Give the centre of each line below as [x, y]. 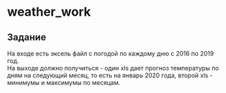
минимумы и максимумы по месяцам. [64, 82]
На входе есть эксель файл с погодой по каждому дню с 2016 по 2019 [111, 53]
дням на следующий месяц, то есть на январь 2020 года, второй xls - [110, 75]
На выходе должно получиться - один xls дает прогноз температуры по [113, 68]
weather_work [49, 12]
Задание [27, 37]
